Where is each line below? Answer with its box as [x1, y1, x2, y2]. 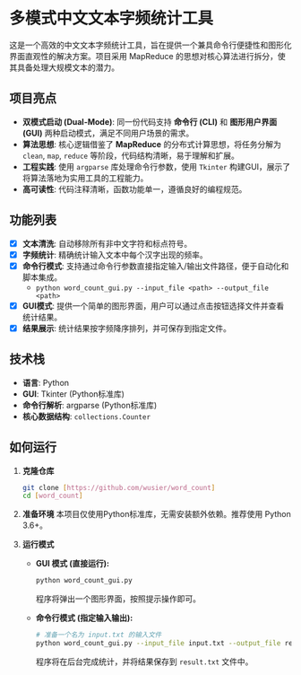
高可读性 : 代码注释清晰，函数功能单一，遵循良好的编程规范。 [21, 183, 247, 194]
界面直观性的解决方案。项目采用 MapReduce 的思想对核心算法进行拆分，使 [9, 50, 286, 61]
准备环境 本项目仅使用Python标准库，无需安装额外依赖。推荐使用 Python [21, 509, 291, 520]
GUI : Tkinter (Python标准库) [21, 388, 125, 399]
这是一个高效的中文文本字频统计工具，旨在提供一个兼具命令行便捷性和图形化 [9, 39, 292, 50]
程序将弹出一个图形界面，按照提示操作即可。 [35, 593, 202, 604]
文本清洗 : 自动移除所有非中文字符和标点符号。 [21, 238, 193, 249]
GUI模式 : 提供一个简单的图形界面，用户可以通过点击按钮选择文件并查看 [21, 300, 285, 311]
